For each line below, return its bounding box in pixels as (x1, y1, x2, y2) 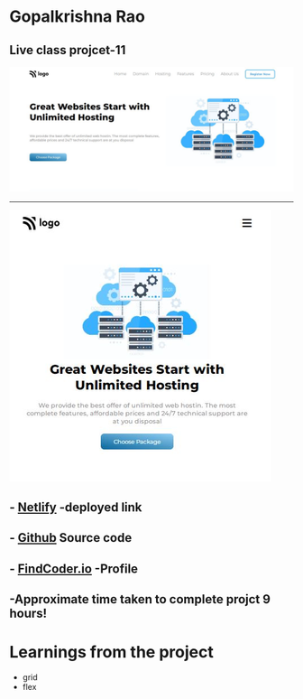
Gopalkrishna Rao (9, 6, 146, 27)
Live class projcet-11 (9, 42, 126, 58)
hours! (9, 606, 48, 621)
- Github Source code (9, 530, 133, 545)
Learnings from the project (9, 642, 214, 663)
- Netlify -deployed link (9, 499, 142, 515)
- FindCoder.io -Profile (9, 561, 138, 576)
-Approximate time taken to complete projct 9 (9, 592, 271, 607)
